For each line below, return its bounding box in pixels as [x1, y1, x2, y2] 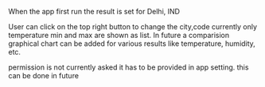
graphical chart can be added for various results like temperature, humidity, [8, 39, 256, 48]
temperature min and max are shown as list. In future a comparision [8, 31, 230, 40]
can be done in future [8, 71, 80, 80]
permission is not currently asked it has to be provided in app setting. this [8, 62, 249, 72]
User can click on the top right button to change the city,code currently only [8, 22, 257, 31]
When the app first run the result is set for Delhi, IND [8, 7, 181, 16]
